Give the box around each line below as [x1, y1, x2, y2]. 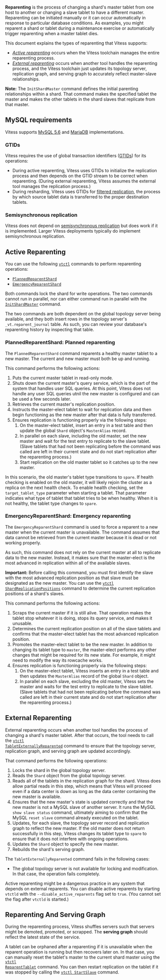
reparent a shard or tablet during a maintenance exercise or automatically [5, 25, 155, 31]
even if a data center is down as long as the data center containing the [12, 788, 156, 794]
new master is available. [12, 794, 62, 799]
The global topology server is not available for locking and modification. [12, 865, 159, 871]
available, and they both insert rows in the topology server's [5, 316, 127, 322]
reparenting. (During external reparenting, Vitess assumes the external [12, 178, 156, 184]
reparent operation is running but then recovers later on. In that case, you [5, 949, 155, 955]
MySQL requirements [5, 116, 73, 124]
